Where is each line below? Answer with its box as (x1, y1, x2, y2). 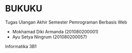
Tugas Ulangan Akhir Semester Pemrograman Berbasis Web (5, 19, 127, 25)
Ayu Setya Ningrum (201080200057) (12, 34, 87, 40)
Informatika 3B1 (5, 43, 37, 49)
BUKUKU (5, 3, 43, 14)
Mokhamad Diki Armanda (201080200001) (12, 28, 99, 34)
